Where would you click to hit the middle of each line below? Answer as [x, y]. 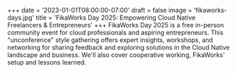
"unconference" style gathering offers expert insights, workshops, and [110, 40]
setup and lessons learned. [47, 62]
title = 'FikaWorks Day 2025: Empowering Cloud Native [116, 18]
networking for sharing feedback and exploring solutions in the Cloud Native [118, 47]
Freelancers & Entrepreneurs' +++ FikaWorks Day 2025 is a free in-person [116, 25]
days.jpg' [21, 18]
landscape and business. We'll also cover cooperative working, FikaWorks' [116, 55]
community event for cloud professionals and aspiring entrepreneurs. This [116, 32]
